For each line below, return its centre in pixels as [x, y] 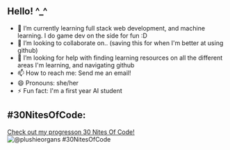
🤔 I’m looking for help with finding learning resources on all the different [120, 58]
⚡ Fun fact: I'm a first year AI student [70, 90]
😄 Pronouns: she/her [48, 83]
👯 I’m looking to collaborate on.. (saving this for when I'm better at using [120, 43]
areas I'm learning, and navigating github [76, 65]
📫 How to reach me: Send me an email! [74, 73]
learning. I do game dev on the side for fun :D [82, 35]
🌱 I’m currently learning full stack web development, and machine [111, 28]
